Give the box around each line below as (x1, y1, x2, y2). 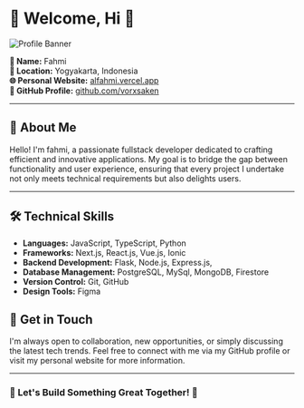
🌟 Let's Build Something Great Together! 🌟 (9, 386, 198, 399)
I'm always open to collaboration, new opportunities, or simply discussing (9, 335, 283, 347)
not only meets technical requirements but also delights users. (9, 172, 242, 184)
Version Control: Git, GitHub (22, 276, 129, 287)
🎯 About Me (9, 120, 77, 135)
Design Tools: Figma (22, 286, 101, 296)
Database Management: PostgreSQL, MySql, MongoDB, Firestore (22, 267, 270, 277)
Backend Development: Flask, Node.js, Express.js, (22, 257, 213, 267)
